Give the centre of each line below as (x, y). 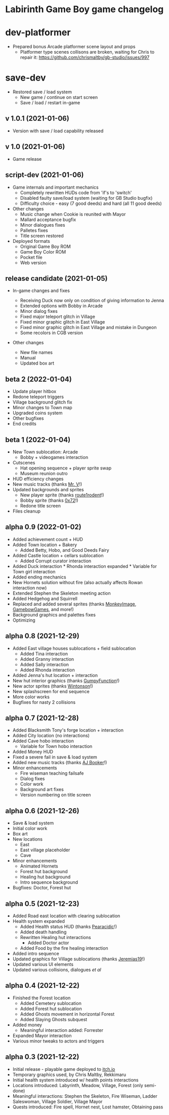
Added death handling (43, 932)
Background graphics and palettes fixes (54, 615)
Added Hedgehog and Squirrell (45, 598)
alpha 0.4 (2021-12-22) (43, 985)
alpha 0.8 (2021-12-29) (42, 636)
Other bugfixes (28, 418)
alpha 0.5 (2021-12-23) (42, 904)
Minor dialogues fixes (43, 225)
